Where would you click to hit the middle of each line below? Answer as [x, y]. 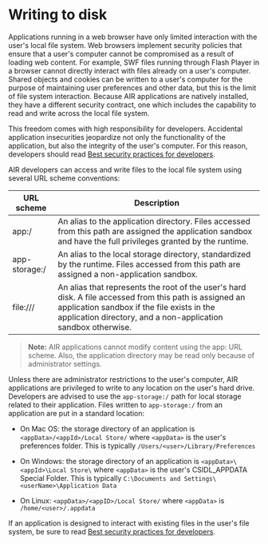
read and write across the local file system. [79, 113]
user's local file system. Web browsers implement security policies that [125, 45]
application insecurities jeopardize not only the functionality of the [117, 137]
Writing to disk [58, 15]
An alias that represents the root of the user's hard [152, 287]
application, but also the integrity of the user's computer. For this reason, [128, 145]
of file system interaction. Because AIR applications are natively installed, [128, 96]
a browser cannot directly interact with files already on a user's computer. [130, 70]
